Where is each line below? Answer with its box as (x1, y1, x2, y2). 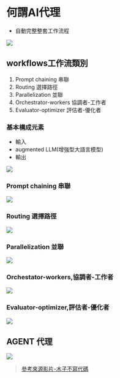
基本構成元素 (6, 123, 45, 132)
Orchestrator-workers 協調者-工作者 (15, 99, 107, 106)
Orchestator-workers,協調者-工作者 (6, 273, 114, 281)
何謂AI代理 (6, 6, 61, 20)
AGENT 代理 (6, 336, 53, 347)
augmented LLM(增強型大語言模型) (15, 146, 104, 153)
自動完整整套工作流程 (15, 27, 69, 34)
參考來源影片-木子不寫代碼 (21, 365, 89, 372)
